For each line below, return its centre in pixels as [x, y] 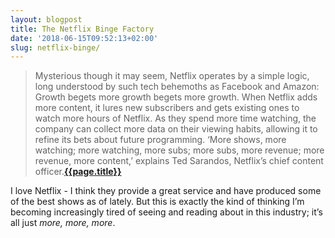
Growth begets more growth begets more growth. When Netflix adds [176, 97]
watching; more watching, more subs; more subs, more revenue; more [179, 150]
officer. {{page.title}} [78, 172]
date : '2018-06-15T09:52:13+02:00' [84, 38]
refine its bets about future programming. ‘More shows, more [160, 140]
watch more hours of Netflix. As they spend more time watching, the [175, 118]
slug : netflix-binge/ [55, 47]
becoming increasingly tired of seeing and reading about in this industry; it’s [166, 212]
